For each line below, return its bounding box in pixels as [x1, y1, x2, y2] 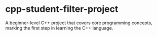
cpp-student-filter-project [5, 3, 119, 15]
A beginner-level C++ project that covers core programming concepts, [5, 20, 153, 26]
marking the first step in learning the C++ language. [5, 25, 113, 31]
